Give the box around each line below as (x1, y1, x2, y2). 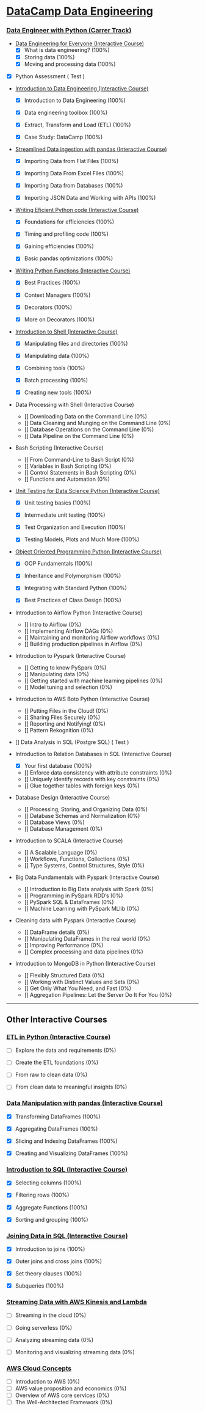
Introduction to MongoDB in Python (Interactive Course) (15, 960, 156, 967)
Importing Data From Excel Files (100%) (24, 170, 124, 177)
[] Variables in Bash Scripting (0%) (24, 462, 112, 470)
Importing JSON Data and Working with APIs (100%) (24, 194, 156, 202)
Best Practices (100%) (24, 279, 81, 286)
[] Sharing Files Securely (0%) (24, 713, 101, 721)
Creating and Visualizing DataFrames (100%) (15, 1150, 128, 1157)
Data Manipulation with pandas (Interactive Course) (6, 1099, 163, 1107)
